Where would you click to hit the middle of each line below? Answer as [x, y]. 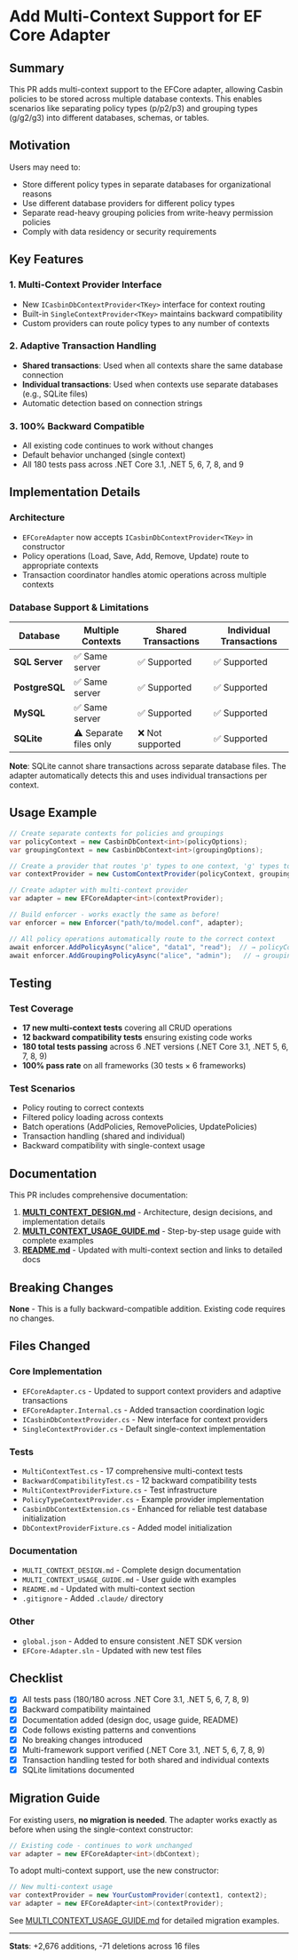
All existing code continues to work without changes [118, 445]
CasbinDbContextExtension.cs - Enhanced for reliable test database [145, 1508]
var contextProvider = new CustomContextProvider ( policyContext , [132, 874]
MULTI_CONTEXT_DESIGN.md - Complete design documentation [131, 1570]
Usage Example [53, 813]
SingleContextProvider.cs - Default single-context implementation [144, 1428]
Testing [31, 983]
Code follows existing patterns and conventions [109, 1730]
